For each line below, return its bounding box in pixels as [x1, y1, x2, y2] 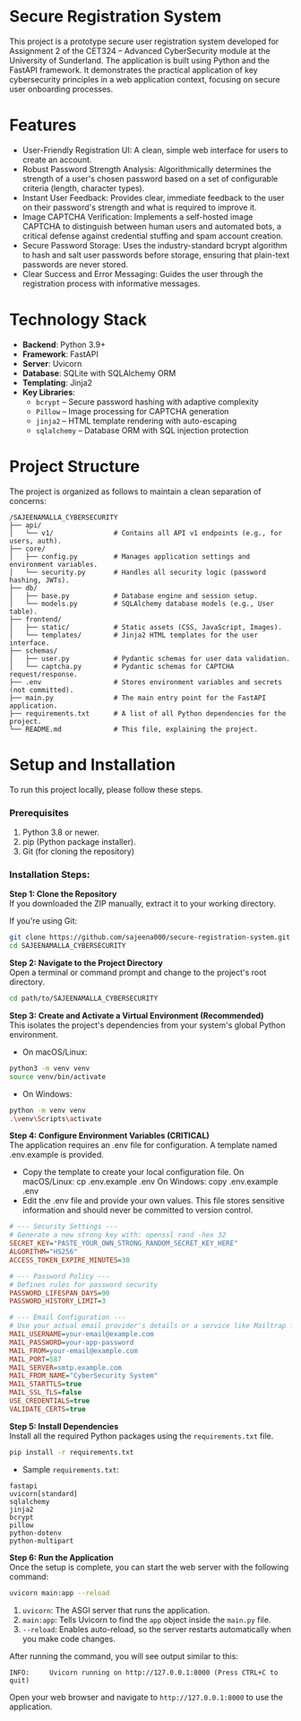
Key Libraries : [21, 387, 76, 397]
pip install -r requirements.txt [9, 1447, 134, 1456]
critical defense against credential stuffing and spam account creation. [21, 230, 284, 241]
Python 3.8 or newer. [21, 827, 100, 838]
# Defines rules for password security [9, 1280, 159, 1289]
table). [9, 607, 39, 616]
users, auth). [9, 536, 63, 545]
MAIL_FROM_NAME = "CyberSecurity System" [9, 1371, 159, 1380]
